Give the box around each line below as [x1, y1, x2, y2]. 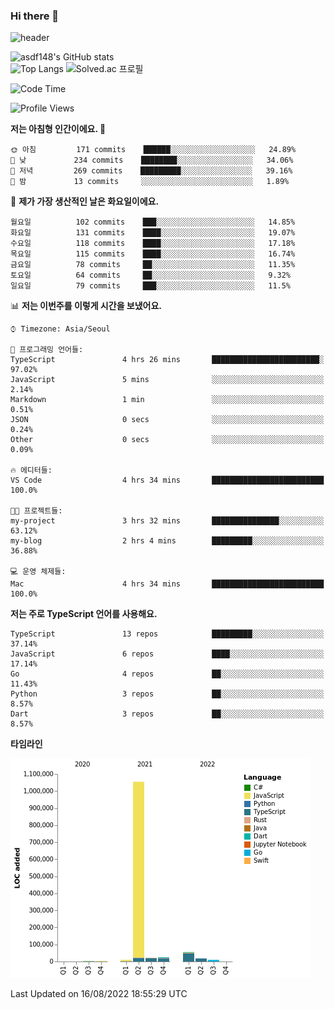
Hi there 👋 [10, 9, 60, 23]
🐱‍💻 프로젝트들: [10, 506, 63, 516]
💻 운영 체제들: [10, 567, 67, 577]
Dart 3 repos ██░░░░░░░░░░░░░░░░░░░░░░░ [10, 709, 325, 719]
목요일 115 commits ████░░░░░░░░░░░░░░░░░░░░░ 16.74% [10, 249, 296, 259]
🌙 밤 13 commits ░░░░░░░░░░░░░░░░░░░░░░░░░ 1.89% [10, 177, 290, 187]
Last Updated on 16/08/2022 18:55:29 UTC [10, 988, 188, 1000]
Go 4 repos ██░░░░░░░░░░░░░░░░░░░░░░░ [10, 669, 325, 679]
